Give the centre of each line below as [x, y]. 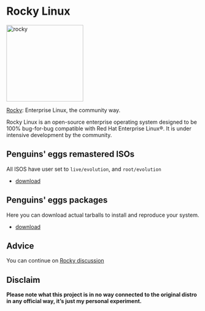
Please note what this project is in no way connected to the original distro [102, 294]
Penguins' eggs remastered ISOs [71, 154]
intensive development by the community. [59, 135]
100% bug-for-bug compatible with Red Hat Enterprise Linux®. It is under [99, 128]
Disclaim [23, 280]
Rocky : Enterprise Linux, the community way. [64, 110]
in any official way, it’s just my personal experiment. [74, 301]
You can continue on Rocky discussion [55, 261]
